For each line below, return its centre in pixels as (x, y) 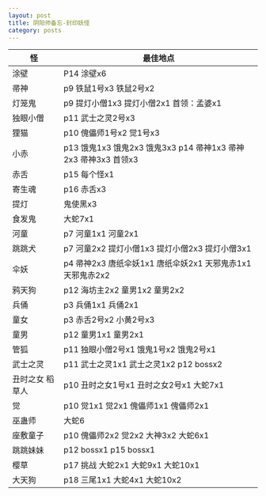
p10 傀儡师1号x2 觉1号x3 (111, 133)
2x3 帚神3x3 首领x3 (101, 160)
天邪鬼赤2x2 (87, 275)
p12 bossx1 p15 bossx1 (109, 450)
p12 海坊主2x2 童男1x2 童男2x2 (123, 290)
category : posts (35, 30)
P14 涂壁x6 (85, 74)
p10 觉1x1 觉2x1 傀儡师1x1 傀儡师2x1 (136, 406)
